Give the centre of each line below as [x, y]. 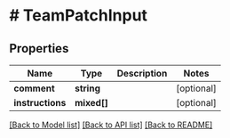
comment [34, 88]
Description [142, 73]
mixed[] [91, 103]
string [87, 88]
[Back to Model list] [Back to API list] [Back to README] [111, 125]
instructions [40, 103]
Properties [39, 49]
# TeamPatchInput [79, 16]
